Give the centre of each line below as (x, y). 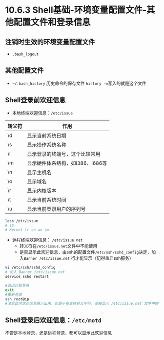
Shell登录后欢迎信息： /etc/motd (53, 320)
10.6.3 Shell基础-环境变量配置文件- (76, 10)
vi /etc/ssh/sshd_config (30, 268)
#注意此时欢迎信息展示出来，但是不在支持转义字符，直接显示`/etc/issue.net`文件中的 (82, 304)
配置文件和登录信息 (52, 22)
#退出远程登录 (17, 285)
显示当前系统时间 (47, 200)
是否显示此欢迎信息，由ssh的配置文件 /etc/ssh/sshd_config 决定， (85, 252)
